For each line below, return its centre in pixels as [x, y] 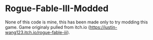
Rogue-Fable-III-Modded [57, 9]
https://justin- [104, 27]
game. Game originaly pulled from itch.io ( [48, 27]
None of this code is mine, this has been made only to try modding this [76, 22]
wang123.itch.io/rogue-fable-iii [36, 32]
